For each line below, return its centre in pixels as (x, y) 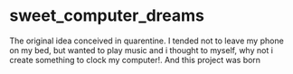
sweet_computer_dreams (107, 16)
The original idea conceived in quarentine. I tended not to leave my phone (147, 41)
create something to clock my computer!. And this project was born (135, 60)
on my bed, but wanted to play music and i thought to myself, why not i (142, 50)
